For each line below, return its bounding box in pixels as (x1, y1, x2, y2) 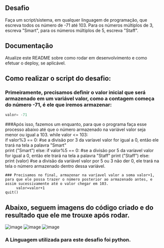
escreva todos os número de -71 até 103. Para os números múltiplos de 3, (5, 22, 154, 28)
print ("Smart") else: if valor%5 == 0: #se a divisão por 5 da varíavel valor (5, 148, 154, 154)
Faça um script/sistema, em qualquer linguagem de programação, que (5, 17, 147, 23)
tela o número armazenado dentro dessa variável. (5, 163, 106, 169)
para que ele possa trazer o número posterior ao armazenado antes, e (5, 177, 153, 182)
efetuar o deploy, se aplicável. (5, 60, 66, 66)
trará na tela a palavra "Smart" (5, 142, 67, 148)
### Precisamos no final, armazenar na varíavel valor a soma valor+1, (5, 173, 155, 178)
